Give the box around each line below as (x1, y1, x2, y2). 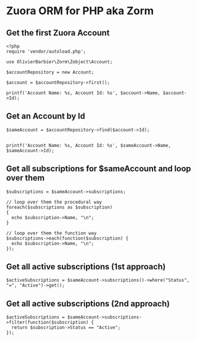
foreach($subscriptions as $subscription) (6, 204, 113, 210)
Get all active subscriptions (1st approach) (6, 262, 166, 272)
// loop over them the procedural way (6, 199, 102, 205)
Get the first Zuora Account (6, 28, 110, 38)
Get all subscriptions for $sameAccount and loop (6, 164, 192, 174)
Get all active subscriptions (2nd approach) (6, 298, 170, 308)
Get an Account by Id (6, 111, 85, 121)
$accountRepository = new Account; (6, 69, 94, 75)
